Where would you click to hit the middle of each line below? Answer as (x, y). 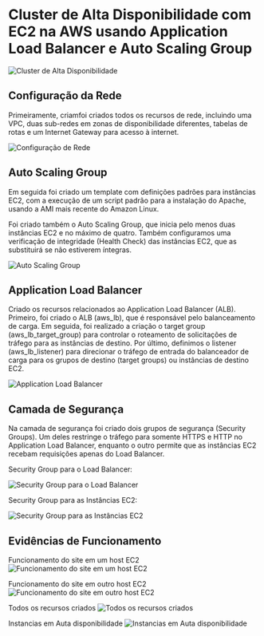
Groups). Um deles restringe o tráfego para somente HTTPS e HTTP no (126, 437)
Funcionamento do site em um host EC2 (74, 560)
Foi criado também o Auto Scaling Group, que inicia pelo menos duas (122, 224)
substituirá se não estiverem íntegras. (70, 250)
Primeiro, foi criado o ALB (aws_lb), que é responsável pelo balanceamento (132, 318)
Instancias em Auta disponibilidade (66, 623)
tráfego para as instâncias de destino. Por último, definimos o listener (122, 343)
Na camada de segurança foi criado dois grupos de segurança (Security (127, 429)
